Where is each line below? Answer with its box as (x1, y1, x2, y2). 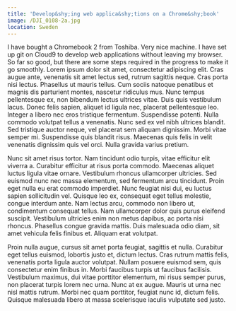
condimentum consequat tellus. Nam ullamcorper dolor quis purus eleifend (7, 206, 225, 216)
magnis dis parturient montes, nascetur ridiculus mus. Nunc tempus (7, 88, 205, 96)
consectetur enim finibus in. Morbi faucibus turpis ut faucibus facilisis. (7, 266, 212, 274)
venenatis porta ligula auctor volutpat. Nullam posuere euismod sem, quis (7, 258, 222, 266)
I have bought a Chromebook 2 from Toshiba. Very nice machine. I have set (7, 43, 228, 52)
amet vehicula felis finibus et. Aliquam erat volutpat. (7, 229, 158, 237)
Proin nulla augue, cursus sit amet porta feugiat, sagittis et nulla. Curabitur (7, 243, 224, 252)
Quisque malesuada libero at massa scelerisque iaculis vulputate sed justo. (7, 295, 226, 304)
